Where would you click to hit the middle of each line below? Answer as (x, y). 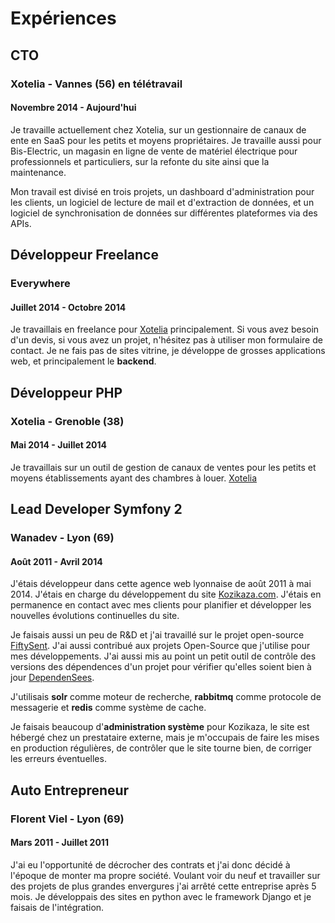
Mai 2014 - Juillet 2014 (59, 445)
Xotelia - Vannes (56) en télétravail (96, 84)
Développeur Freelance (84, 255)
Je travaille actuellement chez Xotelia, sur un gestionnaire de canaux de (158, 129)
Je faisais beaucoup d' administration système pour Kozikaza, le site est (160, 727)
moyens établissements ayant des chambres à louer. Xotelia (134, 478)
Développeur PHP (66, 392)
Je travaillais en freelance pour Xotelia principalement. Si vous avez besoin (165, 329)
